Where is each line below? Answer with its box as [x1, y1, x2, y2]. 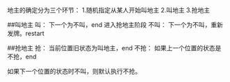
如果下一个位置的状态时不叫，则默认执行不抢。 [7, 68, 141, 75]
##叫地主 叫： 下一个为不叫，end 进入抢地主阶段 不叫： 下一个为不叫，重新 [7, 21, 224, 29]
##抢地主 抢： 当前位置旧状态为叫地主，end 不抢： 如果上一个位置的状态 [7, 44, 215, 52]
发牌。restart [7, 30, 45, 37]
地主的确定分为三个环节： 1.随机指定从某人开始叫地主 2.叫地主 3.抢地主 [7, 6, 211, 14]
